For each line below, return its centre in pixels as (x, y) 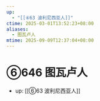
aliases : (17, 29)
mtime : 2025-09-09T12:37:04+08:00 (50, 40)
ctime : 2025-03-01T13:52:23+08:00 (50, 23)
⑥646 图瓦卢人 (47, 73)
